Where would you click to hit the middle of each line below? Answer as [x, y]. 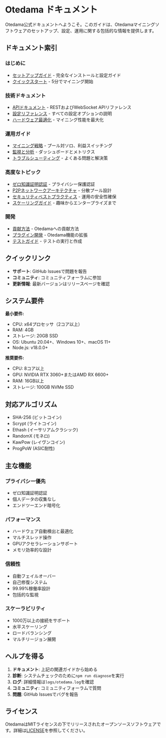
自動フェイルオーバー [34, 576]
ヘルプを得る [25, 657]
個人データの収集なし [34, 499]
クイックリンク [28, 258]
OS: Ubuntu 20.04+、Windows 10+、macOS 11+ [61, 342]
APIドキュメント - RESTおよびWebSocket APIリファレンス [72, 107]
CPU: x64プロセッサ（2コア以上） [47, 324]
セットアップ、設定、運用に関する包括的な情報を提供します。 [94, 30]
